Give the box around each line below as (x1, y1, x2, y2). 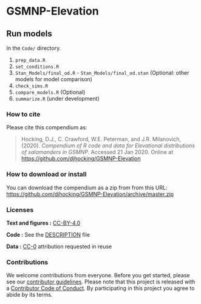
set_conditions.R (15, 64, 60, 70)
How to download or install (6, 170, 87, 178)
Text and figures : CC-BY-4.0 (6, 219, 81, 226)
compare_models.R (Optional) (15, 89, 86, 95)
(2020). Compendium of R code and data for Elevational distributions (21, 142, 196, 149)
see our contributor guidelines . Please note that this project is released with (6, 278, 196, 286)
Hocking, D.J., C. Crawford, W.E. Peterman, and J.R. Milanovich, (21, 135, 182, 143)
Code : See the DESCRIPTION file (6, 231, 90, 238)
